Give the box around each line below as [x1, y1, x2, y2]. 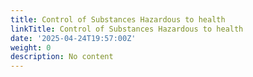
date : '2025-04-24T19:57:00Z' [10, 33, 137, 43]
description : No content [10, 52, 114, 62]
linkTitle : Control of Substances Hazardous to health [10, 24, 244, 34]
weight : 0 [10, 42, 52, 53]
